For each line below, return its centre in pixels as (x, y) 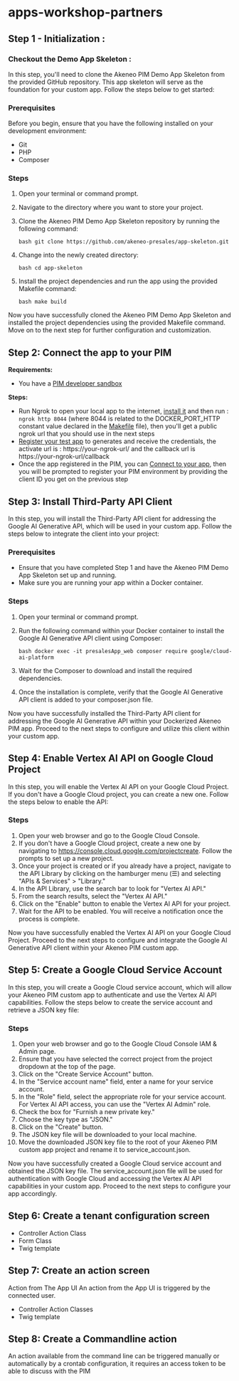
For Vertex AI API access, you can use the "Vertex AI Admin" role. (115, 1104)
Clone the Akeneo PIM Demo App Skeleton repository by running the (119, 221)
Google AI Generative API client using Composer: (90, 638)
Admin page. (37, 1051)
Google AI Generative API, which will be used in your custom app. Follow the (120, 527)
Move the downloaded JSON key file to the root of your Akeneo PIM (118, 1142)
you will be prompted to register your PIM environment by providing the (123, 472)
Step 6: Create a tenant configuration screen (109, 1216)
